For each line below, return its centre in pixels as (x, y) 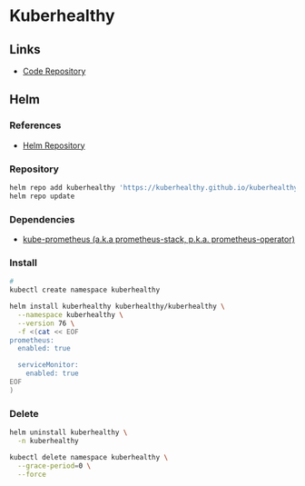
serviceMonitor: (48, 365)
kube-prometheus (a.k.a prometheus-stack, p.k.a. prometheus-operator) (158, 239)
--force (32, 474)
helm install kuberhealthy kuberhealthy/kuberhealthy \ (117, 307)
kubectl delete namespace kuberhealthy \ (89, 457)
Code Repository (54, 71)
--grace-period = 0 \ (54, 466)
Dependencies (42, 219)
